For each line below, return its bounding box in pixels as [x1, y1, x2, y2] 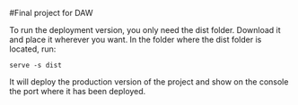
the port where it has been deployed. [9, 86, 146, 96]
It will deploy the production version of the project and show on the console [9, 77, 289, 87]
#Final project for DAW [9, 8, 93, 18]
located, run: [9, 44, 57, 54]
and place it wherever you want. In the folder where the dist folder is [9, 35, 262, 44]
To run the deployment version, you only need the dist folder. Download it [9, 25, 281, 35]
